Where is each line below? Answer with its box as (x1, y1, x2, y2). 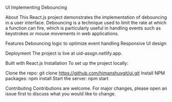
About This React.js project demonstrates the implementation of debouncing (5, 14, 167, 20)
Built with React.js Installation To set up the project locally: (5, 60, 128, 66)
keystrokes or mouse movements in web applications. (5, 31, 119, 36)
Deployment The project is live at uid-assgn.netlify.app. (5, 50, 123, 56)
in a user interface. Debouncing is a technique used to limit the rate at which (5, 20, 167, 25)
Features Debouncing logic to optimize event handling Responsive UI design (5, 40, 167, 46)
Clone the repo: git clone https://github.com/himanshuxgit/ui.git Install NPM (5, 70, 165, 76)
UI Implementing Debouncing (5, 5, 67, 10)
